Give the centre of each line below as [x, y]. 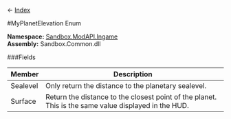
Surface [23, 101]
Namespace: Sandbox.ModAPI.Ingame [63, 36]
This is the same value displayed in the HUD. [117, 106]
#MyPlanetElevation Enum [44, 23]
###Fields [21, 57]
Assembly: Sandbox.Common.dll [54, 44]
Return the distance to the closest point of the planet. [131, 97]
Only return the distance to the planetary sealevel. [126, 86]
